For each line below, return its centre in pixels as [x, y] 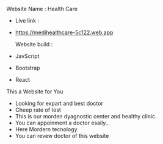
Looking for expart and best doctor [59, 103]
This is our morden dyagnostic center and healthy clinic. [86, 116]
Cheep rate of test [38, 110]
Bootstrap [27, 68]
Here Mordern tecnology [46, 129]
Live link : [27, 20]
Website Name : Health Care [42, 9]
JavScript [27, 56]
